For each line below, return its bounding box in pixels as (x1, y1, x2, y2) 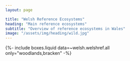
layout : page (5, 7, 33, 13)
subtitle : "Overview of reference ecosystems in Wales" (5, 26, 125, 31)
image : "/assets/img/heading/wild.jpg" (5, 31, 90, 36)
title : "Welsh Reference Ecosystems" (5, 16, 85, 22)
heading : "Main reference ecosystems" (5, 21, 87, 26)
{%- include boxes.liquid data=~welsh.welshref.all (5, 45, 110, 51)
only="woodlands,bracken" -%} (5, 50, 72, 56)
